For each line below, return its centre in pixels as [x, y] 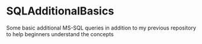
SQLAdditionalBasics [60, 11]
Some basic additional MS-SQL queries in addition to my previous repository [101, 28]
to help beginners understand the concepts [60, 34]
